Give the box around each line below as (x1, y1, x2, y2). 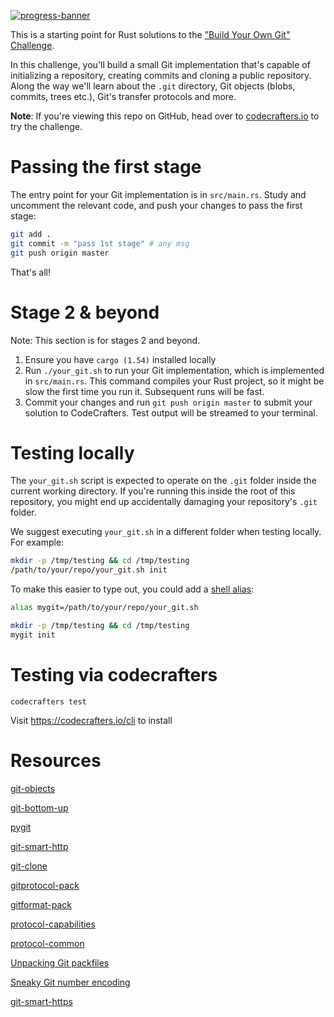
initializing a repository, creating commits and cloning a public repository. (10, 70, 312, 81)
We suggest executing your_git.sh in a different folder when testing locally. (10, 526, 322, 538)
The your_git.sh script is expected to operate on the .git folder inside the (10, 475, 317, 487)
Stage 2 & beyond (10, 301, 160, 324)
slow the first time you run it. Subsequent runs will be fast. (24, 385, 265, 397)
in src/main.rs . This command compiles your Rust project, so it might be (24, 375, 325, 387)
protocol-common (10, 937, 85, 949)
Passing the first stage (10, 156, 202, 179)
